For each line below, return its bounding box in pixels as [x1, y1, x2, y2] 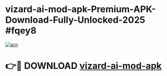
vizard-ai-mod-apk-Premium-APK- [5, 4, 156, 15]
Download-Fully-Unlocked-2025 [5, 14, 146, 26]
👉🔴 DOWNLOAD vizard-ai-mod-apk [5, 60, 162, 71]
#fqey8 [5, 25, 37, 36]
